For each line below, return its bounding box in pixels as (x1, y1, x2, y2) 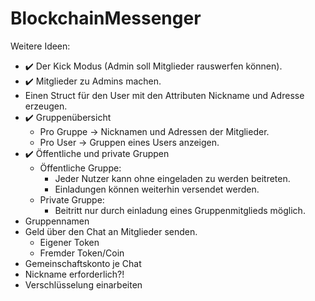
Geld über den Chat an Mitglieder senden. (24, 225, 198, 237)
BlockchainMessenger (10, 7, 202, 30)
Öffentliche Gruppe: (39, 162, 122, 174)
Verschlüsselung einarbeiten (24, 278, 143, 291)
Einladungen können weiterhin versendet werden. (54, 183, 260, 195)
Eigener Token (39, 236, 100, 248)
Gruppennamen (24, 215, 90, 227)
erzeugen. (24, 100, 68, 112)
